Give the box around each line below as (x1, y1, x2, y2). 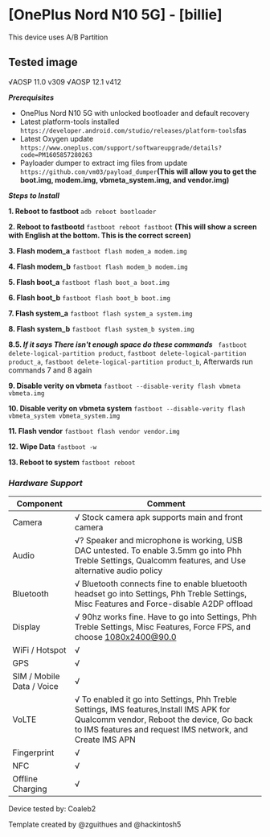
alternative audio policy (74, 565, 163, 576)
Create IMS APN (74, 734, 137, 745)
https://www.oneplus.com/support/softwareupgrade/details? (19, 143, 223, 152)
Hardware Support (8, 477, 83, 489)
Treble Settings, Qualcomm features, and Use (74, 555, 247, 567)
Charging (12, 783, 47, 794)
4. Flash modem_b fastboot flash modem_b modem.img (8, 262, 188, 271)
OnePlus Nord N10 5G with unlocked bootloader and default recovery (19, 108, 250, 118)
